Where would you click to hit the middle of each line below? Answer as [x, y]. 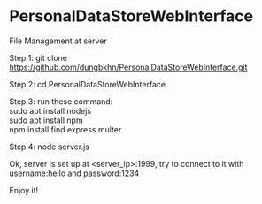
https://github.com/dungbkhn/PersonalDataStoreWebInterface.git [128, 67]
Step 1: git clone [39, 57]
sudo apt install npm [46, 120]
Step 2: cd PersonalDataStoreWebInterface [88, 84]
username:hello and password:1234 [74, 173]
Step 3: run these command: [61, 101]
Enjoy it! [24, 190]
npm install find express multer [65, 129]
